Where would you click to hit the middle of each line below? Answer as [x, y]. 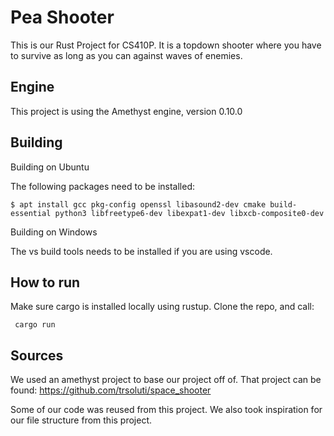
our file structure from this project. [81, 420]
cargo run [35, 325]
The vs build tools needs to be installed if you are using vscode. [141, 251]
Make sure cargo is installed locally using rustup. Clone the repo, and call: [162, 307]
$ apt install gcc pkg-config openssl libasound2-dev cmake [138, 204]
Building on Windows [54, 232]
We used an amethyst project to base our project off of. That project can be [166, 380]
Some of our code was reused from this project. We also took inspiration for [166, 410]
